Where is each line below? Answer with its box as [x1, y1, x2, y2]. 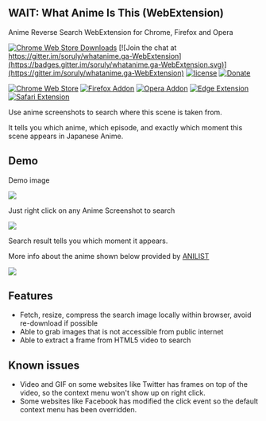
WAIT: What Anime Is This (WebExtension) [8, 6, 225, 20]
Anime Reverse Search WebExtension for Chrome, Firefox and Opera [8, 27, 233, 37]
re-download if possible [19, 319, 98, 328]
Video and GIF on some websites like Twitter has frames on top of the [19, 380, 249, 389]
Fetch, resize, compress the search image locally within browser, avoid [19, 310, 252, 320]
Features [8, 289, 53, 303]
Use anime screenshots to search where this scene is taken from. [8, 107, 222, 117]
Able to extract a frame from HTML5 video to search [19, 335, 191, 345]
